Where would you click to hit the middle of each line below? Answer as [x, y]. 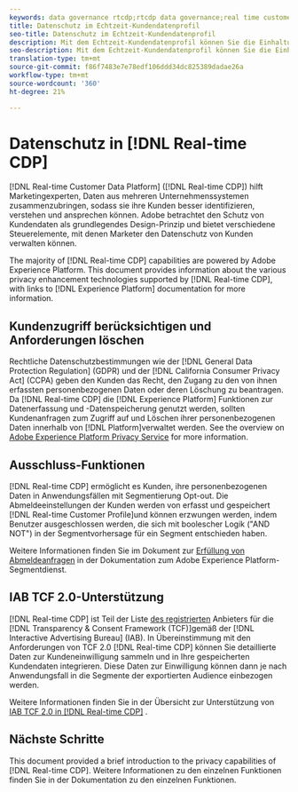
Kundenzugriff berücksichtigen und [110, 326]
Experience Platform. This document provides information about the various [148, 270]
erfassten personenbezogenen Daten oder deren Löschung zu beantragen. [146, 390]
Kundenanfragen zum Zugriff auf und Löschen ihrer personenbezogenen [142, 418]
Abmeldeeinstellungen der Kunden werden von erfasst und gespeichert [140, 505]
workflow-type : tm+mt [49, 75]
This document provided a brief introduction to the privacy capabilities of [143, 761]
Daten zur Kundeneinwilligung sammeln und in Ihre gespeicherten [129, 656]
